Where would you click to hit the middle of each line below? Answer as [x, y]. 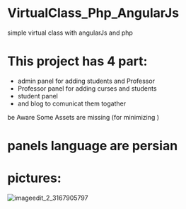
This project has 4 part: [77, 61]
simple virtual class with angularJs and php [70, 33]
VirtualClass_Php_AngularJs [93, 13]
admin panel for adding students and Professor [86, 81]
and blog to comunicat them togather [72, 103]
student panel [37, 96]
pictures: [34, 178]
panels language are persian [93, 146]
